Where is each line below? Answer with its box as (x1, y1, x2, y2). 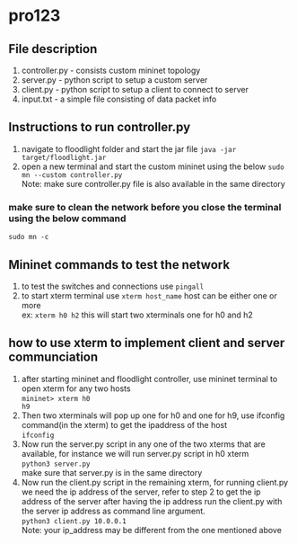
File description (8, 41, 98, 57)
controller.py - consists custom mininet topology (21, 65, 201, 76)
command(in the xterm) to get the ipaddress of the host (21, 419, 228, 430)
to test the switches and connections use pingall (21, 281, 205, 291)
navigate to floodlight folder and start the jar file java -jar (21, 143, 237, 154)
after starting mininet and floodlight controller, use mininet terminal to (21, 373, 278, 384)
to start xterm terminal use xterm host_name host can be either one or (21, 290, 277, 301)
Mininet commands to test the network (8, 257, 231, 272)
